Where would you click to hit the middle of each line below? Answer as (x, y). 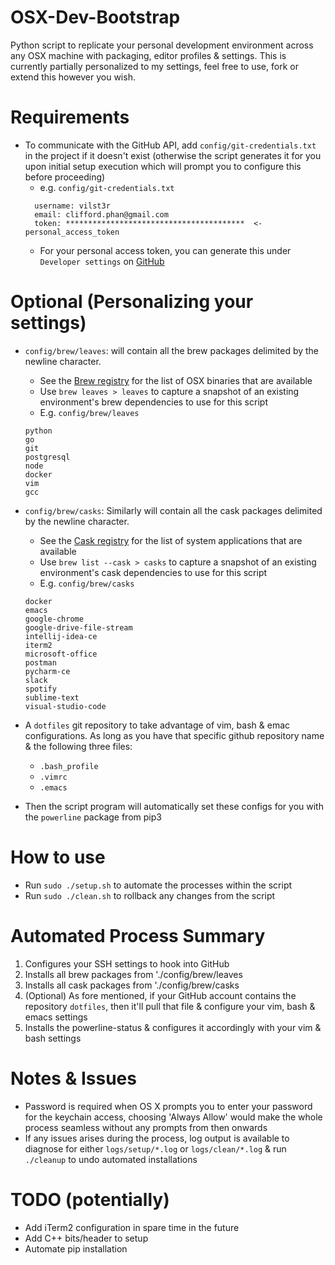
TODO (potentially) (90, 1199)
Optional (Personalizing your (132, 302)
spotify (40, 689)
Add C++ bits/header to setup (86, 1238)
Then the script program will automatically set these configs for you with (174, 806)
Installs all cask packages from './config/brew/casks (132, 985)
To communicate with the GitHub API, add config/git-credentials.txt (170, 145)
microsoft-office (61, 654)
